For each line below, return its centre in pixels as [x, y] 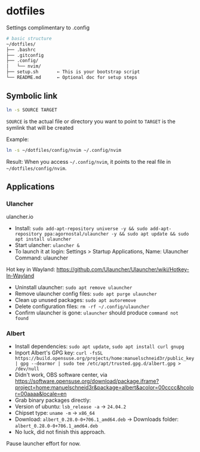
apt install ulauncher [43, 239]
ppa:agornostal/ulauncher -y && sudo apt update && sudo [117, 234]
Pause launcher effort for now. [44, 444]
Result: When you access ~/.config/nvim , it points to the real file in [89, 161]
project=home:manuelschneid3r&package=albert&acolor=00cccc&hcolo [104, 387]
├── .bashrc [21, 50]
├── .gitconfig [25, 55]
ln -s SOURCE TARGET [32, 110]
